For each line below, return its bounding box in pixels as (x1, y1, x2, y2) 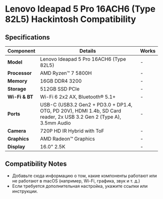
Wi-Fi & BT (7, 93, 33, 100)
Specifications (5, 33, 50, 41)
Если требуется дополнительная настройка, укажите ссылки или (12, 183, 148, 189)
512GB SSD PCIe (40, 86, 80, 92)
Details (79, 48, 96, 54)
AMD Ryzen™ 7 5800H (40, 70, 92, 76)
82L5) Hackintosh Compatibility (5, 14, 136, 25)
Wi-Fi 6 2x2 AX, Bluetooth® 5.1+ (40, 93, 116, 100)
